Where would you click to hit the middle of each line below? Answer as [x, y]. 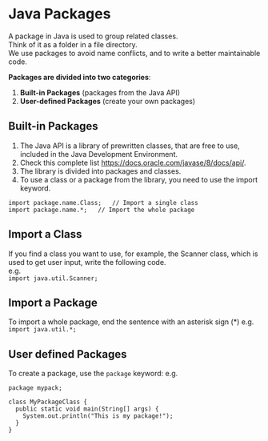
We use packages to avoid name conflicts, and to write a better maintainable [134, 53]
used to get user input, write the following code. [87, 262]
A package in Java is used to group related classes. [93, 36]
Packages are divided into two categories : [80, 77]
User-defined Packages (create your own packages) [108, 101]
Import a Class [45, 234]
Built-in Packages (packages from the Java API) [100, 92]
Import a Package [53, 302]
